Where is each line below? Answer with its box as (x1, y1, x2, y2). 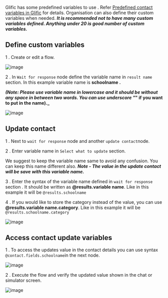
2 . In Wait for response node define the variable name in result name (5, 74, 153, 80)
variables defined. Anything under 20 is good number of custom (5, 20, 145, 26)
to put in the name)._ (5, 100, 50, 106)
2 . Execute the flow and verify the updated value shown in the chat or (5, 272, 153, 278)
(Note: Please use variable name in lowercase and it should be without (5, 89, 158, 95)
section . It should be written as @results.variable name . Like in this (5, 184, 149, 190)
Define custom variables (5, 41, 85, 49)
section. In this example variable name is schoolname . (5, 79, 121, 85)
